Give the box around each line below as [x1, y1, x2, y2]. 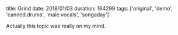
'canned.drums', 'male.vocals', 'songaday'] [6, 11, 109, 18]
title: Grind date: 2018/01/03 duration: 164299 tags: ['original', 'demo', [6, 5, 173, 12]
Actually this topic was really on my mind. [6, 23, 106, 29]
